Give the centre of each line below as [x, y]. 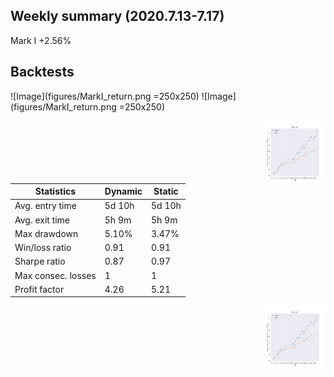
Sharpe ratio [40, 261]
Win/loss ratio [43, 248]
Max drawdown [46, 233]
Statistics [55, 191]
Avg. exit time [42, 220]
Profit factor [39, 289]
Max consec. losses [55, 275]
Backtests [42, 72]
